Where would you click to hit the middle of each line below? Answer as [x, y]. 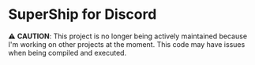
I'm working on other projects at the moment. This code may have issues [127, 44]
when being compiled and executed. [67, 52]
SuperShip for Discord [82, 14]
